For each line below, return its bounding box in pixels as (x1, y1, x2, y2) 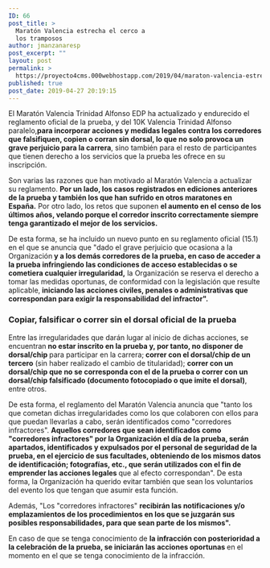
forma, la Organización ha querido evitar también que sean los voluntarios (8, 476, 253, 486)
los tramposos (15, 34, 63, 43)
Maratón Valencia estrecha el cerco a (15, 27, 146, 35)
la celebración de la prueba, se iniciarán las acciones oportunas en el (8, 541, 243, 552)
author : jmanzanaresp (8, 42, 81, 50)
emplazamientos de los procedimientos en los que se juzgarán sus (8, 509, 235, 519)
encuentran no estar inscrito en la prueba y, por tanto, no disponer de (8, 341, 243, 350)
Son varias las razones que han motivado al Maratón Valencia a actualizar (8, 176, 252, 185)
